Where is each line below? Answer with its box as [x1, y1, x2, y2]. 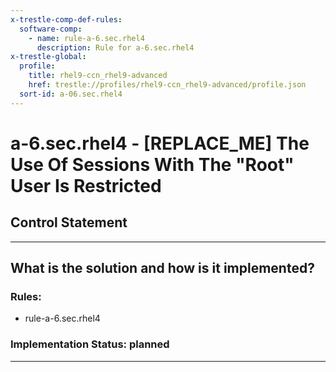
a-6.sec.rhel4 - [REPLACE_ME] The [10, 132, 310, 155]
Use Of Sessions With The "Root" [10, 153, 295, 176]
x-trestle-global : [10, 52, 87, 62]
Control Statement [10, 214, 128, 231]
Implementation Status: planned [10, 337, 170, 351]
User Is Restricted [10, 174, 162, 197]
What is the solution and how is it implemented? [10, 260, 315, 277]
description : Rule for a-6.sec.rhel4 [36, 42, 195, 53]
